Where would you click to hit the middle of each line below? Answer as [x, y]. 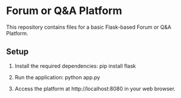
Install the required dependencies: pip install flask [75, 66]
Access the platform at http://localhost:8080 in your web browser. [95, 89]
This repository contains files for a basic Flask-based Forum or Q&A [89, 27]
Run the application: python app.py [57, 77]
